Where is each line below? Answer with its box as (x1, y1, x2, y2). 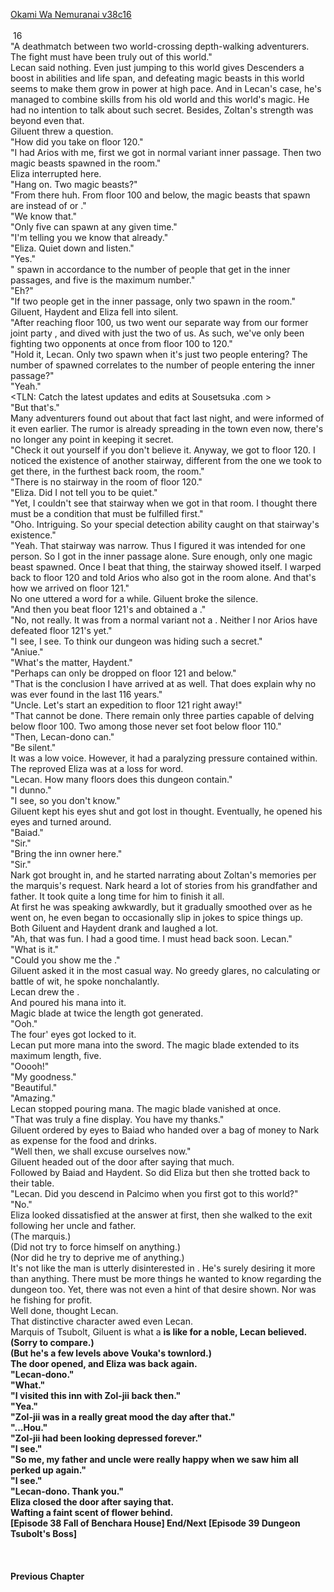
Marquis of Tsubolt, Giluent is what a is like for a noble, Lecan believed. (10, 1326, 308, 1338)
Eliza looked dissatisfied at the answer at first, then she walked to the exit (10, 1209, 313, 1221)
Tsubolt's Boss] (10, 1528, 78, 1539)
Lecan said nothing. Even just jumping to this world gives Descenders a (10, 62, 305, 73)
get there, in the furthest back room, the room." (10, 465, 205, 477)
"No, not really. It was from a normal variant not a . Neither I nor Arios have (10, 614, 318, 626)
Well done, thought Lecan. (10, 1305, 119, 1316)
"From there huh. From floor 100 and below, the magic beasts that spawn (10, 189, 311, 201)
